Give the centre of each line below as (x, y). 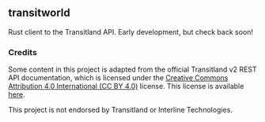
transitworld (40, 13)
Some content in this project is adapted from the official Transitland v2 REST (132, 69)
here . (17, 94)
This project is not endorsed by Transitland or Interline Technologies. (121, 110)
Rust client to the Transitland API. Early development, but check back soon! (131, 31)
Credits (23, 52)
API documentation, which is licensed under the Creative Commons (118, 78)
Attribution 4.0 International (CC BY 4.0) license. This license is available (126, 87)
